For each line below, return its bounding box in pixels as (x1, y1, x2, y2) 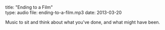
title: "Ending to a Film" (5, 4, 53, 10)
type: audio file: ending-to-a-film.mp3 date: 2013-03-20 (5, 9, 122, 15)
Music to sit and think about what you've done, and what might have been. (5, 19, 160, 25)
